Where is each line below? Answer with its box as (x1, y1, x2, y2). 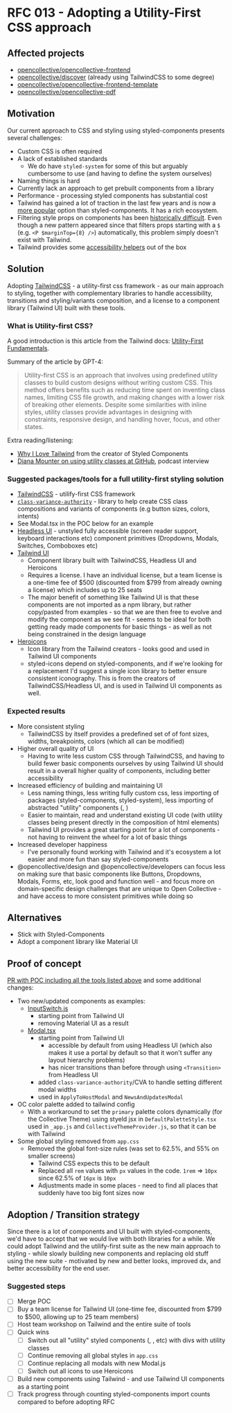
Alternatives (7, 911, 62, 924)
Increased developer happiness (17, 840, 107, 848)
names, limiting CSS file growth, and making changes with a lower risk (24, 393, 225, 401)
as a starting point (17, 1382, 69, 1391)
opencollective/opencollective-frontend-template (17, 81, 159, 88)
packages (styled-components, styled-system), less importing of (27, 796, 213, 804)
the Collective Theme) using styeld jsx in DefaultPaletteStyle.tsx (27, 1115, 217, 1124)
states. (24, 422, 44, 431)
